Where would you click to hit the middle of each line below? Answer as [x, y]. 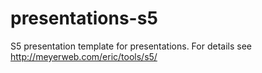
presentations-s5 [84, 18]
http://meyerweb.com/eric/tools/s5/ [84, 56]
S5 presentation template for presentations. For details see [131, 46]
